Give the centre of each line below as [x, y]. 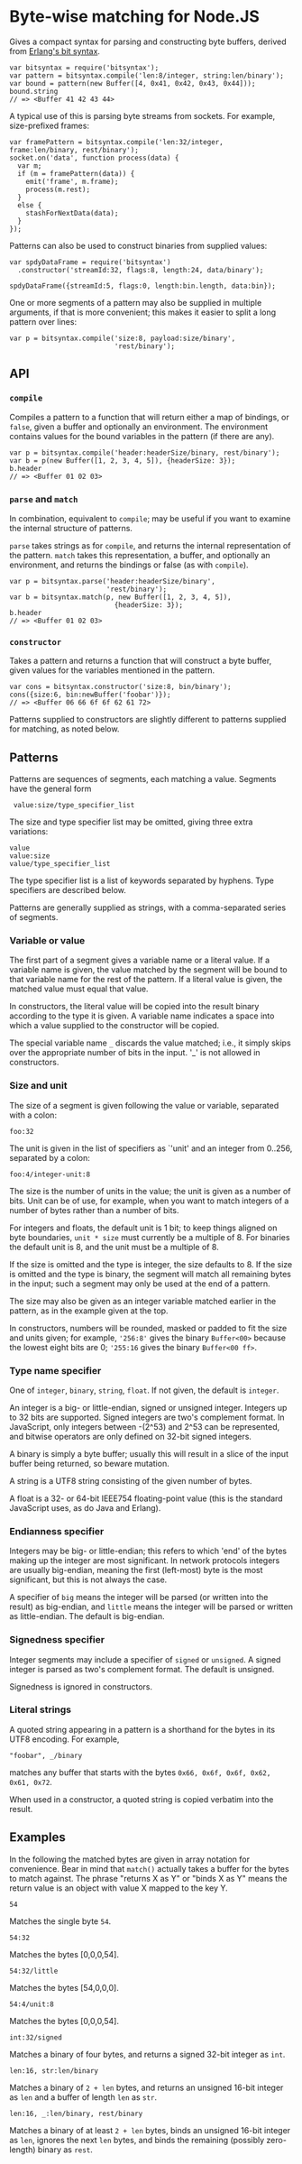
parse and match [44, 499]
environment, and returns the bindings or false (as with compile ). [129, 565]
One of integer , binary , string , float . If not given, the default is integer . [144, 1390]
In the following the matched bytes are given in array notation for [130, 1859]
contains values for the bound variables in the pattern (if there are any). [142, 436]
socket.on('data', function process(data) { [94, 158]
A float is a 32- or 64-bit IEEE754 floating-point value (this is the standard [146, 1498]
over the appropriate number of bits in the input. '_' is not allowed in [135, 1053]
